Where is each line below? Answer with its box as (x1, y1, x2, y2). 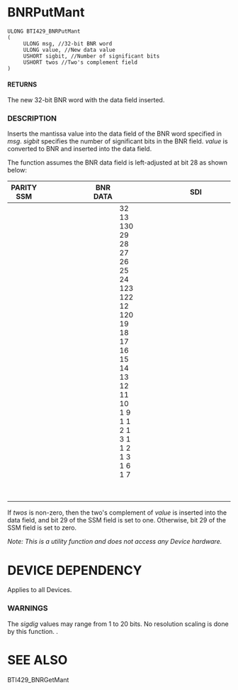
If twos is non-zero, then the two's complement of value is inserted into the (7, 508, 227, 517)
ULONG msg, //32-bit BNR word (23, 40, 113, 47)
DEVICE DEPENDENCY (7, 562, 142, 579)
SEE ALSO (7, 652, 68, 668)
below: (7, 166, 27, 175)
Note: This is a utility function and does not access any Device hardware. (7, 537, 222, 546)
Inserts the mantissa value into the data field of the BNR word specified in (7, 129, 222, 138)
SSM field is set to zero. (7, 523, 76, 532)
